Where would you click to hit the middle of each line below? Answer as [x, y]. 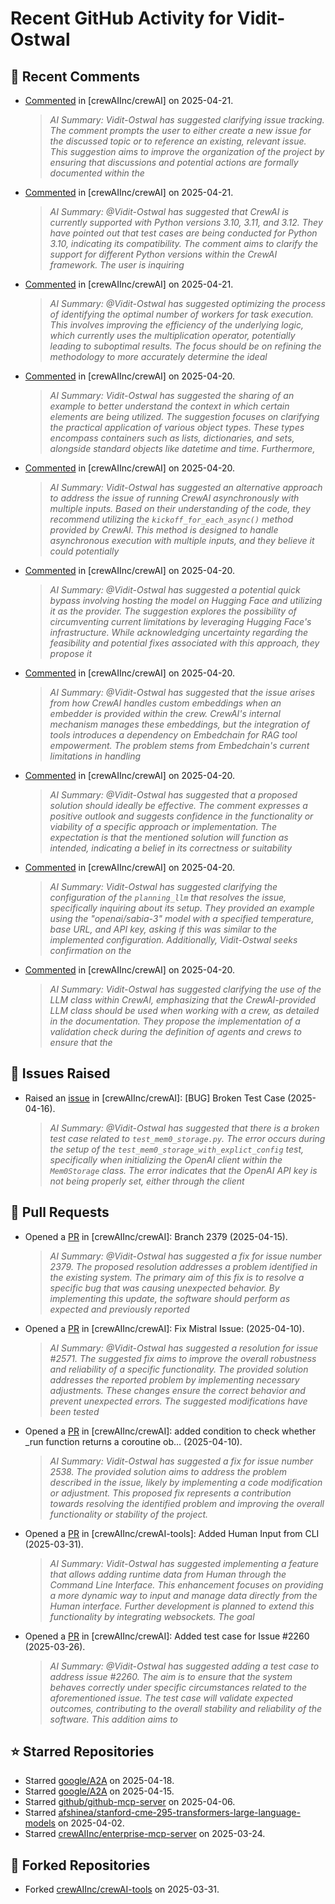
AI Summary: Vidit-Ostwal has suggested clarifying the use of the [185, 989]
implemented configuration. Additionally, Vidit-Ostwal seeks [173, 940]
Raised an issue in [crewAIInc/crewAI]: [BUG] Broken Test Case [155, 1098]
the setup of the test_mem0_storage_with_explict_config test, [177, 1149]
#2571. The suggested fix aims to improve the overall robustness [183, 1358]
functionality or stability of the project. [129, 1514]
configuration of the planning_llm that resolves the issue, [168, 897]
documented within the [97, 173]
